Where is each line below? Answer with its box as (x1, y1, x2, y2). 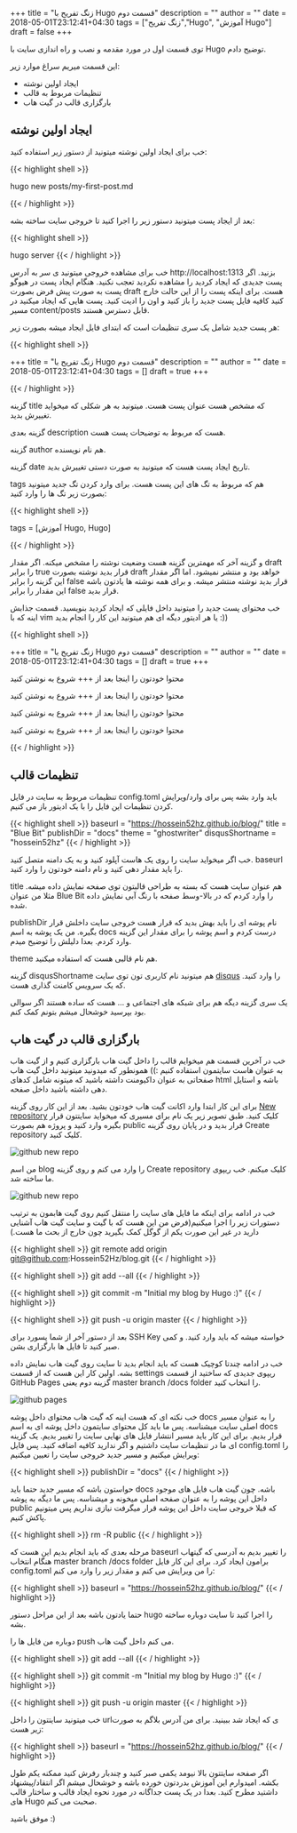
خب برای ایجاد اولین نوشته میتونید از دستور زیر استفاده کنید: (10, 146, 207, 156)
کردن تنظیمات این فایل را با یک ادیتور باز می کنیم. (10, 800, 174, 812)
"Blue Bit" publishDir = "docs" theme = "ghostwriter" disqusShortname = (10, 827, 277, 838)
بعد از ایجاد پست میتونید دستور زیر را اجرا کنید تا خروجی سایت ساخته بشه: (10, 215, 255, 226)
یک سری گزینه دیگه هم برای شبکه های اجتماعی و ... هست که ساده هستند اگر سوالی (10, 997, 288, 1007)
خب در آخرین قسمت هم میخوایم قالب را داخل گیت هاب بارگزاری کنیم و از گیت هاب (10, 1055, 286, 1066)
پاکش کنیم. (10, 1512, 47, 1523)
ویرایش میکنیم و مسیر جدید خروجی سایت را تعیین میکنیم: (10, 1449, 200, 1461)
